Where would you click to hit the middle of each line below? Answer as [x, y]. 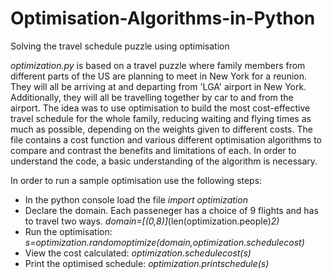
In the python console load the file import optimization [136, 199]
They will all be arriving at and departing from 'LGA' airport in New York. [158, 86]
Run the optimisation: [68, 231]
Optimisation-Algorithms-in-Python [163, 18]
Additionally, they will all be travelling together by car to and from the [152, 97]
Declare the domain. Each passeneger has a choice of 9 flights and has [171, 210]
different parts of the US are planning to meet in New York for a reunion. [158, 76]
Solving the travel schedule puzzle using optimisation [120, 46]
